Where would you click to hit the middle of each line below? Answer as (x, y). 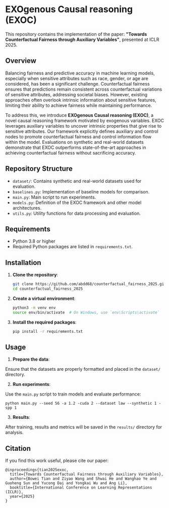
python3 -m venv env (34, 307)
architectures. (27, 208)
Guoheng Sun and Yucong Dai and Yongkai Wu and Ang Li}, (66, 483)
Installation (23, 263)
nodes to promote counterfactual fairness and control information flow (78, 136)
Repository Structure (39, 169)
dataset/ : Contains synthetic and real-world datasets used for (77, 181)
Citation (18, 448)
